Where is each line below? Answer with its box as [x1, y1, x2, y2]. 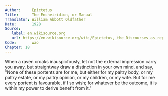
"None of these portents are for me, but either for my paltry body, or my [5, 69, 153, 75]
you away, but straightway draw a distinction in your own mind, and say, [5, 64, 154, 70]
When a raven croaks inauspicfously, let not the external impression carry [5, 58, 157, 64]
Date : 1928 [5, 21, 41, 27]
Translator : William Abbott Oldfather [5, 17, 86, 22]
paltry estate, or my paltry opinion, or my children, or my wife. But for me [5, 74, 155, 80]
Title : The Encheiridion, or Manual [5, 12, 93, 17]
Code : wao [5, 40, 39, 45]
